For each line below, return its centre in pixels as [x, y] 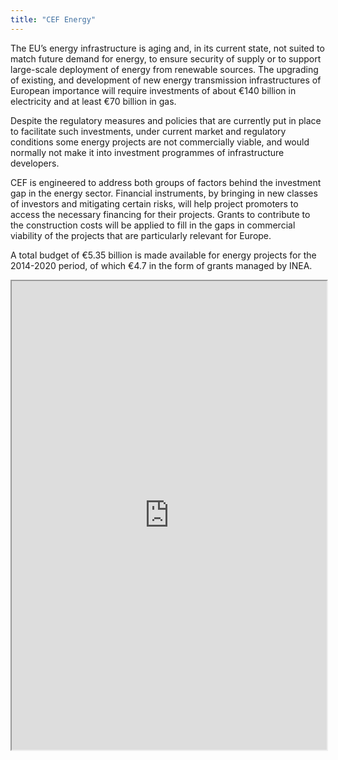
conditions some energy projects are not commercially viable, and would [160, 142]
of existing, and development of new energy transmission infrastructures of [166, 80]
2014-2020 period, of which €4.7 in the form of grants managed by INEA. [161, 265]
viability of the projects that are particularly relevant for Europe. [141, 235]
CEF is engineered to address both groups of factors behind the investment [166, 182]
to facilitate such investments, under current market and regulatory [148, 131]
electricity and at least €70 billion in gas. [93, 101]
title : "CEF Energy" [53, 19]
